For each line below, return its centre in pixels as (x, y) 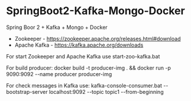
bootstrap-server (27, 92)
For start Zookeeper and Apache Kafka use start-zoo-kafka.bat (83, 56)
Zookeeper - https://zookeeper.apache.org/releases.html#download (98, 38)
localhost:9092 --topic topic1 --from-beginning (106, 92)
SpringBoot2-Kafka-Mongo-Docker (96, 11)
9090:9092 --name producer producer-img (59, 74)
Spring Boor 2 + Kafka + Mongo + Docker (57, 27)
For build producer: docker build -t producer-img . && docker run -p (89, 68)
